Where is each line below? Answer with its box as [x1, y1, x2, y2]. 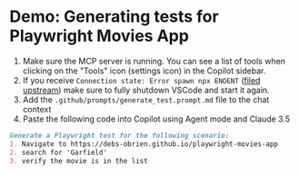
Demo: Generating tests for [9, 6, 220, 27]
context [22, 103, 52, 114]
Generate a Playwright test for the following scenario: [9, 131, 230, 140]
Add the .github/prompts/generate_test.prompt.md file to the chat [22, 93, 270, 105]
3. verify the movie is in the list [9, 156, 148, 165]
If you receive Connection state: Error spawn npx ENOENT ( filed [22, 74, 261, 85]
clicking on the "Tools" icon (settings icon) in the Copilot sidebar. [22, 65, 266, 76]
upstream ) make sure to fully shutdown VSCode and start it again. [22, 84, 270, 95]
